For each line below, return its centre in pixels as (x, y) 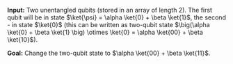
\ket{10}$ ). (23, 40)
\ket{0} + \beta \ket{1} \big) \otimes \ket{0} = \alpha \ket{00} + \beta (105, 32)
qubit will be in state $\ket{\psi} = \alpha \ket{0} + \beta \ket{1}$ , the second (116, 17)
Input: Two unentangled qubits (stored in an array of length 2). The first (110, 10)
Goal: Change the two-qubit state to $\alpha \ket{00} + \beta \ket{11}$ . (109, 53)
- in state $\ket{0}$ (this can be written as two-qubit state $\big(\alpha (109, 25)
